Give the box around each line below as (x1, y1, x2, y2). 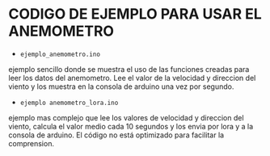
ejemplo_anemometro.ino (19, 50, 101, 58)
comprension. (8, 138, 55, 148)
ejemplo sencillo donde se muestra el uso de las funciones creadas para (8, 64, 250, 74)
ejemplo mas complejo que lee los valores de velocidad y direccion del (8, 112, 244, 122)
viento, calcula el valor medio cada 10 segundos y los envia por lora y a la (8, 121, 254, 131)
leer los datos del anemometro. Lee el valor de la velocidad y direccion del (8, 73, 256, 82)
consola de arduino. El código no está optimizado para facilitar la (8, 130, 225, 140)
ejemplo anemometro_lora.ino (19, 99, 119, 107)
